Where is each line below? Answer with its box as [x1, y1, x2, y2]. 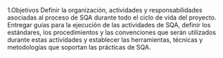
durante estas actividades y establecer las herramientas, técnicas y [7, 36, 203, 44]
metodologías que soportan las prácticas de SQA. [7, 43, 151, 51]
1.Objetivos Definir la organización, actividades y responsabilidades [7, 6, 203, 14]
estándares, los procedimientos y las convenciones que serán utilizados [7, 28, 217, 36]
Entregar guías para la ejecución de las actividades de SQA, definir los [7, 21, 211, 29]
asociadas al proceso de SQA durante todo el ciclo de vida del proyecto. [7, 13, 217, 22]
